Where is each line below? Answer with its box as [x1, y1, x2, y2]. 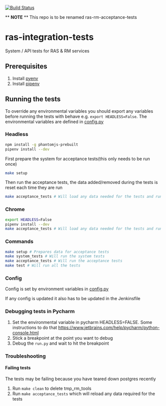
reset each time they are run [5, 184, 63, 190]
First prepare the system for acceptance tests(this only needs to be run [5, 156, 150, 162]
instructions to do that [12, 324, 57, 330]
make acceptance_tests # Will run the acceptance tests [5, 259, 123, 264]
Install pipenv [12, 81, 40, 87]
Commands [5, 238, 34, 245]
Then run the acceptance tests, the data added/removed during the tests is [5, 180, 158, 185]
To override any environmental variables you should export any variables [5, 108, 153, 114]
